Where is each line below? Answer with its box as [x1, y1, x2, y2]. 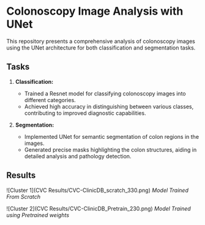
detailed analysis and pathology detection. [24, 152, 132, 160]
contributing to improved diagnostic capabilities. [24, 109, 146, 117]
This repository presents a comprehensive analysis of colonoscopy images [6, 37, 196, 45]
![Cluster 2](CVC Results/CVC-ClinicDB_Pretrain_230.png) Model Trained [6, 205, 191, 212]
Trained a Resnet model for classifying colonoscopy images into [24, 90, 186, 97]
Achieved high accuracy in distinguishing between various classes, [24, 103, 194, 110]
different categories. [24, 96, 76, 103]
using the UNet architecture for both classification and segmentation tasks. [6, 44, 196, 51]
